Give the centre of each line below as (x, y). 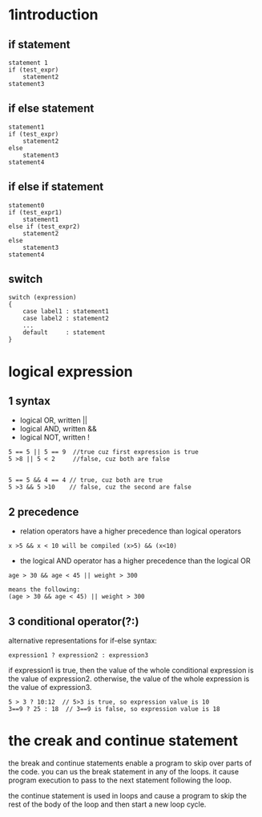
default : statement (64, 333)
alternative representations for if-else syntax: (83, 641)
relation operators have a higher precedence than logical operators (131, 531)
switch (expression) (43, 298)
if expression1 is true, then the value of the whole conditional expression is (131, 670)
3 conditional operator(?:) (74, 621)
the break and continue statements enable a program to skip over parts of (130, 763)
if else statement (51, 109)
